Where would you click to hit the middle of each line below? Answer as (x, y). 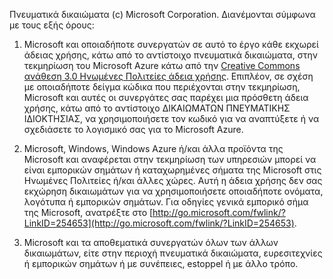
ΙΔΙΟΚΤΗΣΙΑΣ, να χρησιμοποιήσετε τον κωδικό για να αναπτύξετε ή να (171, 118)
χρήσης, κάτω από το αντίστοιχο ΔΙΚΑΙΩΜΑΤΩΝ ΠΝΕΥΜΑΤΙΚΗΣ (157, 108)
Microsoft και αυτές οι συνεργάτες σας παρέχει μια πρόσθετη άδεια (166, 97)
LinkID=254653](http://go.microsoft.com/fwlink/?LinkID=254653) (159, 223)
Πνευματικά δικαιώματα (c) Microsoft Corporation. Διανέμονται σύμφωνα (162, 14)
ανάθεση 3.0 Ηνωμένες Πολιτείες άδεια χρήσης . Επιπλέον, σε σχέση (168, 76)
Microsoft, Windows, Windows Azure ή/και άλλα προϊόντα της (153, 148)
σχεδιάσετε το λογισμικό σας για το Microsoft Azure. (133, 129)
